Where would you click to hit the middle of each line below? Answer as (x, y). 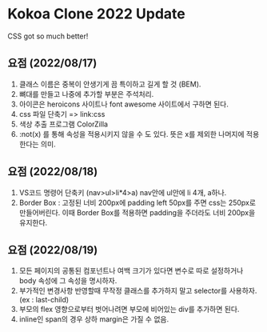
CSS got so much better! (48, 36)
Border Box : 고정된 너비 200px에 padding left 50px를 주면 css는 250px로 (137, 202)
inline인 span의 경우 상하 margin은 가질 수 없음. (94, 319)
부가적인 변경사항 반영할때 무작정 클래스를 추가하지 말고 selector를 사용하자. (138, 291)
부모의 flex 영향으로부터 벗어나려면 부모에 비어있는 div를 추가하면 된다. (129, 310)
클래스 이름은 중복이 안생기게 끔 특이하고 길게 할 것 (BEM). (110, 84)
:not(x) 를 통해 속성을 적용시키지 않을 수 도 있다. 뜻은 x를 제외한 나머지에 (132, 134)
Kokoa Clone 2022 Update (96, 14)
